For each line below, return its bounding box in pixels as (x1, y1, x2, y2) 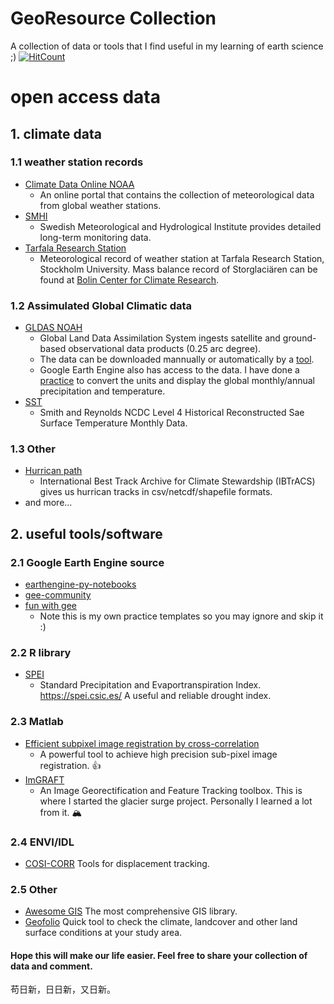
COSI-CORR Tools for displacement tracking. (24, 857, 210, 869)
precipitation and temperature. (39, 385, 166, 397)
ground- (282, 332, 317, 344)
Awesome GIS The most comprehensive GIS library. (24, 905, 238, 917)
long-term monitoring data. (39, 231, 152, 243)
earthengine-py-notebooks (24, 578, 137, 591)
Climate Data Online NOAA (24, 178, 135, 190)
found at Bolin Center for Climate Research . (39, 273, 220, 286)
